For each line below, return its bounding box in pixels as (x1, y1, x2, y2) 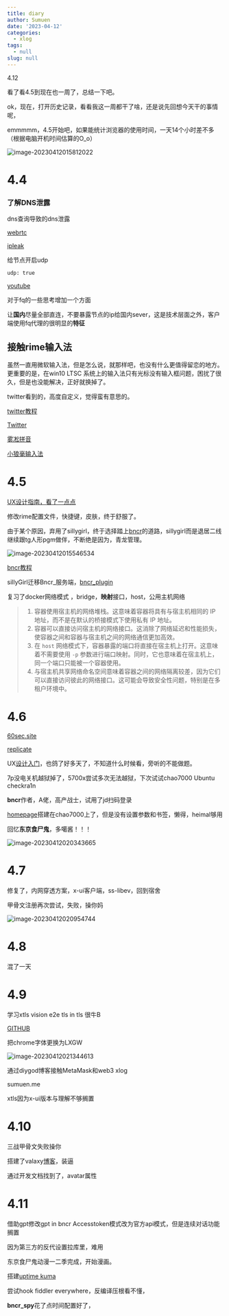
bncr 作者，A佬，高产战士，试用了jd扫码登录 (7, 795, 132, 804)
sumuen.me (7, 1080, 41, 1088)
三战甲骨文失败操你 (7, 1142, 62, 1150)
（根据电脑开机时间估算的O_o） (7, 134, 96, 142)
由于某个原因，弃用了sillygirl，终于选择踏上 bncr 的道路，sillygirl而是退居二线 (7, 526, 222, 535)
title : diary (7, 10, 45, 17)
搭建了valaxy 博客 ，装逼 (7, 1157, 74, 1165)
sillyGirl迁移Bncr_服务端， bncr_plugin (7, 578, 113, 586)
